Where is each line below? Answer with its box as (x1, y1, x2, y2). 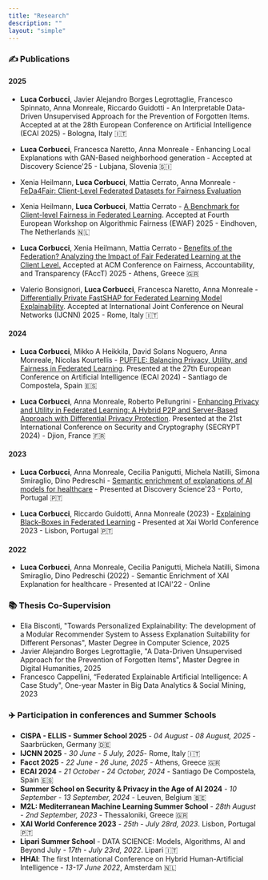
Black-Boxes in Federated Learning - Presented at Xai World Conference (19, 517, 259, 527)
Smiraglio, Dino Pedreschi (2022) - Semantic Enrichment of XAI (19, 571, 230, 581)
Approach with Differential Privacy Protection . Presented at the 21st (19, 413, 242, 423)
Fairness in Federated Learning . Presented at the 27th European (19, 364, 231, 373)
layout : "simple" (8, 26, 66, 34)
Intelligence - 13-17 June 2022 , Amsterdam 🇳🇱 (19, 862, 177, 872)
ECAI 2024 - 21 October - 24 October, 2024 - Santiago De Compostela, (19, 766, 256, 776)
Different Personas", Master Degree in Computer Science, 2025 (19, 638, 230, 648)
